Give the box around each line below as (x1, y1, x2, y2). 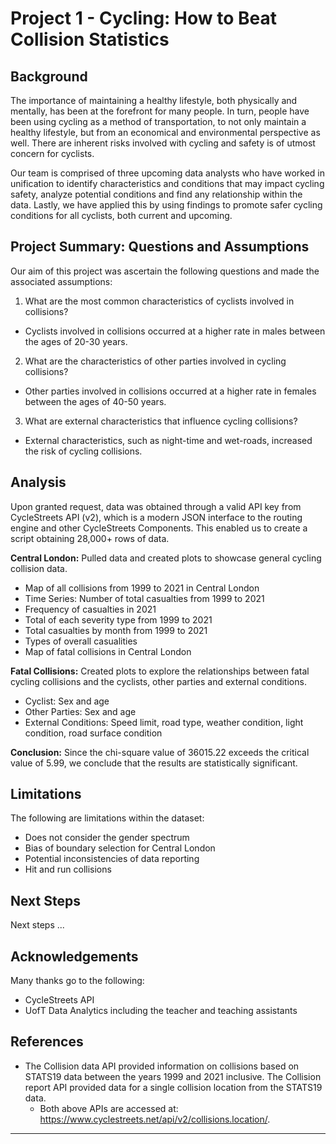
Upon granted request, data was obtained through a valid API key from (10, 500, 302, 512)
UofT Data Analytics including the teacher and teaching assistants (24, 1005, 298, 1017)
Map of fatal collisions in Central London (24, 645, 192, 657)
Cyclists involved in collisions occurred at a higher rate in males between (24, 325, 326, 337)
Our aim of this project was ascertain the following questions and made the (10, 265, 320, 277)
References (10, 1033, 84, 1051)
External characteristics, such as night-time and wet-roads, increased (24, 434, 313, 446)
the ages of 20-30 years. (24, 335, 128, 347)
